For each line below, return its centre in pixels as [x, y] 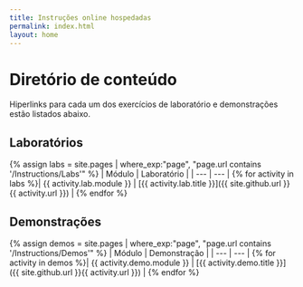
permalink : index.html [52, 26]
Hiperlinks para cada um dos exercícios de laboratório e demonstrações [144, 104]
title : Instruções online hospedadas [80, 18]
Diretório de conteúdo [94, 79]
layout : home [34, 34]
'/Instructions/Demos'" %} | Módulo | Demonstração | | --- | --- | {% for [142, 253]
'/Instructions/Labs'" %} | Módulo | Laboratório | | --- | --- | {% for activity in [151, 174]
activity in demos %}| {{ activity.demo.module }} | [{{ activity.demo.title [142, 263]
